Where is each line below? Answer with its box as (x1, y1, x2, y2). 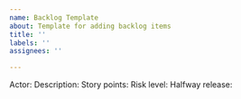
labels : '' (9, 38, 51, 48)
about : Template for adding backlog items (9, 22, 171, 31)
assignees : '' (9, 47, 63, 56)
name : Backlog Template (9, 13, 99, 22)
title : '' (9, 30, 47, 39)
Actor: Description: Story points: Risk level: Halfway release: (9, 79, 233, 90)
